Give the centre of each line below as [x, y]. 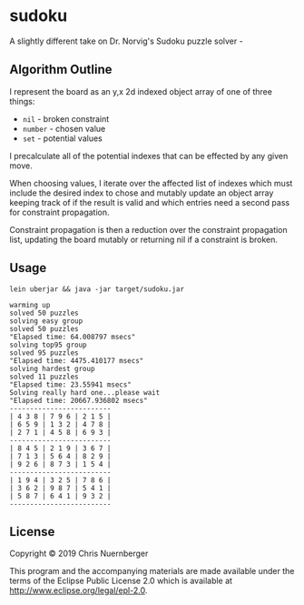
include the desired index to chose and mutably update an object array [142, 193]
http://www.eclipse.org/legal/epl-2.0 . [78, 590]
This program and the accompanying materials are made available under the [152, 571]
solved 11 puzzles [44, 377]
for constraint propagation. [60, 212]
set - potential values [62, 138]
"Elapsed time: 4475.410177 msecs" [77, 360]
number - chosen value [64, 128]
